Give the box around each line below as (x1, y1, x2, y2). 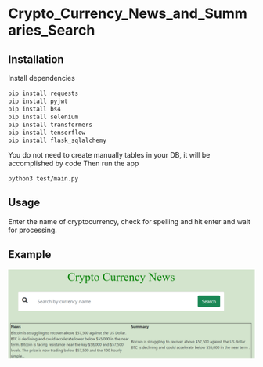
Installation (8, 53, 64, 66)
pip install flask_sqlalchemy (8, 136, 107, 144)
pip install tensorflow (8, 129, 86, 136)
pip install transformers (8, 121, 92, 129)
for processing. (8, 225, 57, 234)
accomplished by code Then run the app (8, 158, 139, 168)
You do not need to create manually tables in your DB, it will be (8, 151, 211, 159)
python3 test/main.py (8, 175, 79, 183)
